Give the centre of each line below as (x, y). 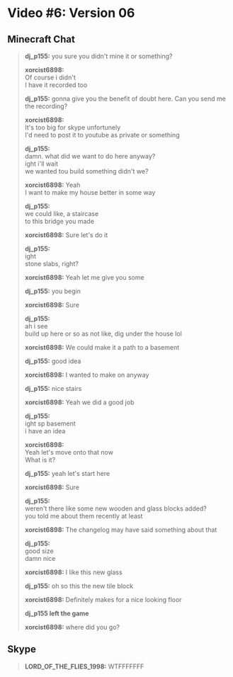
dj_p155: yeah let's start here (67, 473)
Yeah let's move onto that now (69, 452)
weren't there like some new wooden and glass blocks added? (115, 508)
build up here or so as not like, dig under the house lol (103, 334)
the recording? (46, 106)
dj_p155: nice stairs (53, 388)
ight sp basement (50, 423)
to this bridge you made (59, 221)
